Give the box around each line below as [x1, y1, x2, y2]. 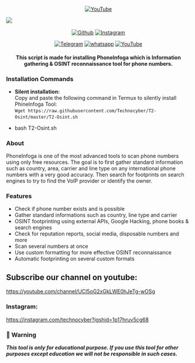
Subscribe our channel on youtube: [6, 272, 138, 282]
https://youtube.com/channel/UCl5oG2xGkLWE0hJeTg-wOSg [6, 288, 155, 295]
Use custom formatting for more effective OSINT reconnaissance [14, 249, 172, 256]
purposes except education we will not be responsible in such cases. [6, 350, 177, 357]
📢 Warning [6, 331, 37, 339]
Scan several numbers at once [14, 243, 88, 250]
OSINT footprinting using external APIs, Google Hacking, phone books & [14, 218, 189, 225]
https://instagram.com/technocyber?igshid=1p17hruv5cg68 [6, 316, 149, 323]
